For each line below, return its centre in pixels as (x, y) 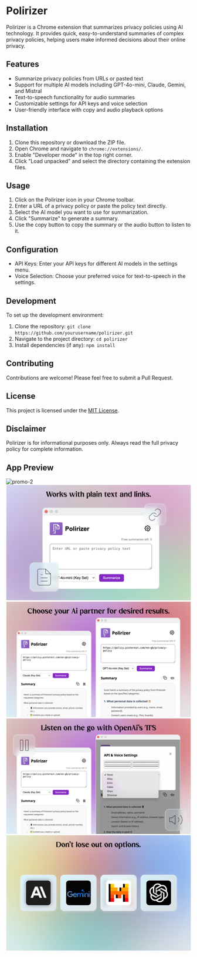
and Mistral (28, 91)
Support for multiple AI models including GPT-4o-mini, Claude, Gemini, (100, 85)
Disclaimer (26, 429)
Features (23, 64)
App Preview (30, 467)
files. (21, 167)
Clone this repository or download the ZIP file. (70, 142)
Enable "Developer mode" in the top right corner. (74, 155)
